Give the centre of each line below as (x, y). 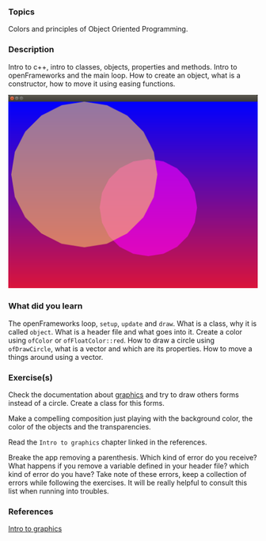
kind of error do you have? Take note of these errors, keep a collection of (127, 474)
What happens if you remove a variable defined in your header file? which (129, 466)
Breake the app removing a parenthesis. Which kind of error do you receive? (133, 457)
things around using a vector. (56, 357)
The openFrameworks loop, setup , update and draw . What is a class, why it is (133, 323)
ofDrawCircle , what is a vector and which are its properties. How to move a (130, 348)
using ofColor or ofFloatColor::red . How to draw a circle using (112, 340)
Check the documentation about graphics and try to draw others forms (123, 395)
